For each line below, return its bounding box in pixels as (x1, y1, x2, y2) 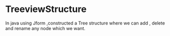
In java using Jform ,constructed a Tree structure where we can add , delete (5, 20, 165, 26)
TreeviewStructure (5, 3, 87, 15)
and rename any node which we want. (5, 25, 86, 31)
